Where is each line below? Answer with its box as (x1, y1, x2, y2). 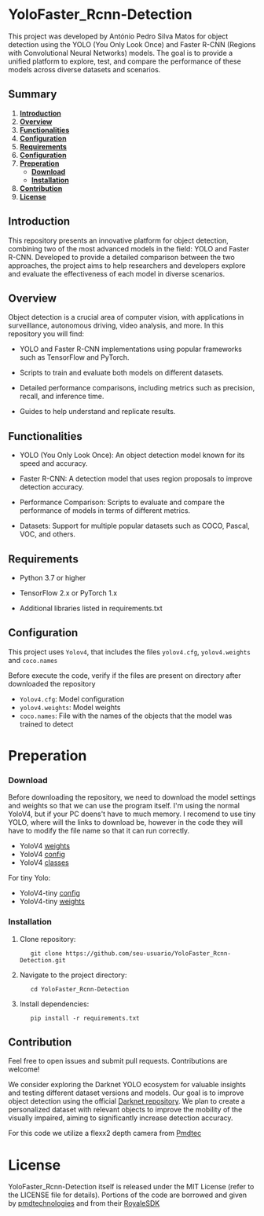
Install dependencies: (19, 999, 90, 1009)
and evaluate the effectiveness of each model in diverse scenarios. (8, 269, 225, 278)
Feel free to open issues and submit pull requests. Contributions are (8, 1057, 228, 1066)
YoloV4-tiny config (19, 888, 81, 898)
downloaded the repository (8, 679, 96, 688)
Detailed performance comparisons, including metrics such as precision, (19, 383, 255, 393)
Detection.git (19, 956, 66, 964)
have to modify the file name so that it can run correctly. (8, 826, 190, 836)
